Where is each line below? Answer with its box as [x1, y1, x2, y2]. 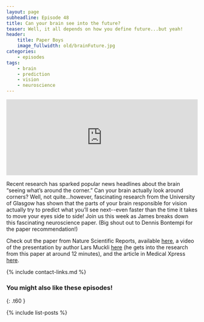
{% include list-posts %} [6, 309, 68, 317]
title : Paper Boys [17, 37, 64, 43]
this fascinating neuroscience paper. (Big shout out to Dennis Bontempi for [6, 219, 193, 226]
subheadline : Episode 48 [6, 15, 69, 21]
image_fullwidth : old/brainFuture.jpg [17, 43, 115, 49]
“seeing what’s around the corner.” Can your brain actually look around [6, 187, 183, 194]
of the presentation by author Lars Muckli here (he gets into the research [6, 244, 188, 251]
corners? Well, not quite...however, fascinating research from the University [6, 193, 195, 200]
